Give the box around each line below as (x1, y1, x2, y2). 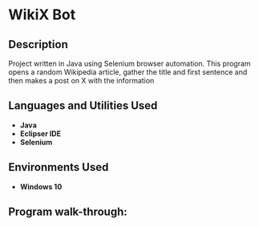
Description (8, 38, 68, 51)
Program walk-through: (8, 205, 128, 219)
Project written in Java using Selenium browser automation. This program (8, 59, 251, 68)
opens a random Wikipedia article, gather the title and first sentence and (8, 67, 248, 77)
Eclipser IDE (19, 128, 62, 138)
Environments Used (8, 160, 109, 174)
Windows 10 (19, 182, 63, 192)
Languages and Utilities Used (8, 99, 158, 113)
